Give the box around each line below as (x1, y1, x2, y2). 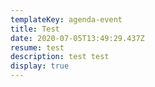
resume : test (10, 42, 65, 53)
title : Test (10, 24, 60, 34)
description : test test (10, 52, 110, 62)
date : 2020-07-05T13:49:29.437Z (10, 33, 145, 43)
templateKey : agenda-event (10, 14, 123, 25)
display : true (10, 61, 70, 71)
